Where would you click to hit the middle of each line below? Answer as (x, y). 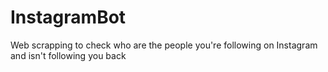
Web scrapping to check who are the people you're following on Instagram (164, 45)
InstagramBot (68, 17)
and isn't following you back (68, 55)
